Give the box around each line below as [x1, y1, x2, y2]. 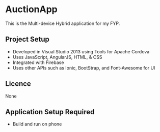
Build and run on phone [12, 121, 62, 127]
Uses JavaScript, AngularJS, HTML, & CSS [12, 54, 102, 60]
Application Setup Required [5, 108, 95, 116]
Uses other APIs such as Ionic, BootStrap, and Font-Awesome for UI [12, 64, 155, 71]
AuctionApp [5, 4, 58, 15]
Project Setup [5, 35, 50, 44]
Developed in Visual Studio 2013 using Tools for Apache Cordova [12, 48, 150, 54]
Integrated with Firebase [12, 59, 64, 65]
